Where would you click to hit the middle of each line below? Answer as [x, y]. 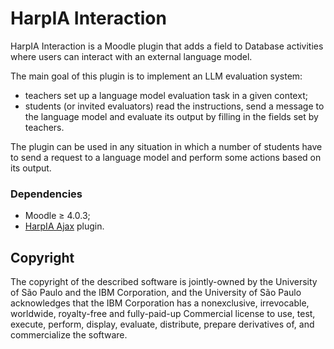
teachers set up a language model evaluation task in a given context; [166, 95]
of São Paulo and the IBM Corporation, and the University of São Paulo [156, 293]
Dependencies [46, 194]
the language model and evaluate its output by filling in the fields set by [171, 116]
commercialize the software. [69, 335]
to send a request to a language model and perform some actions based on [166, 157]
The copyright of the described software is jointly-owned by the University [164, 282]
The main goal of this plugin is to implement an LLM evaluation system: [156, 76]
